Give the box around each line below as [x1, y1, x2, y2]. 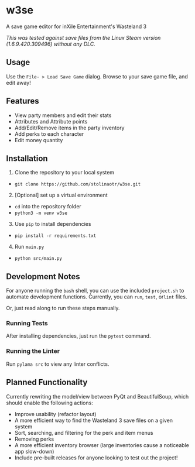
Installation [6, 153, 48, 163]
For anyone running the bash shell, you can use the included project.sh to [6, 287, 184, 294]
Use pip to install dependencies [14, 221, 91, 228]
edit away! [6, 79, 31, 86]
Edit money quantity [14, 136, 63, 143]
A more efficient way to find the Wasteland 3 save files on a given [14, 417, 173, 424]
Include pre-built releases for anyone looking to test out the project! [14, 454, 178, 461]
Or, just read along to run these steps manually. [6, 305, 120, 312]
